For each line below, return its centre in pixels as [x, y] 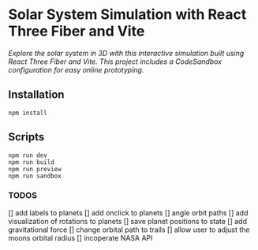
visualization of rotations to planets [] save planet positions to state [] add [127, 221]
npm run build [32, 162]
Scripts [26, 137]
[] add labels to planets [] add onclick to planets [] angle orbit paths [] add [128, 213]
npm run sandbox [35, 176]
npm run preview [35, 169]
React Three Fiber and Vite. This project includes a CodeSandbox [115, 62]
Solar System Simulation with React [127, 15]
